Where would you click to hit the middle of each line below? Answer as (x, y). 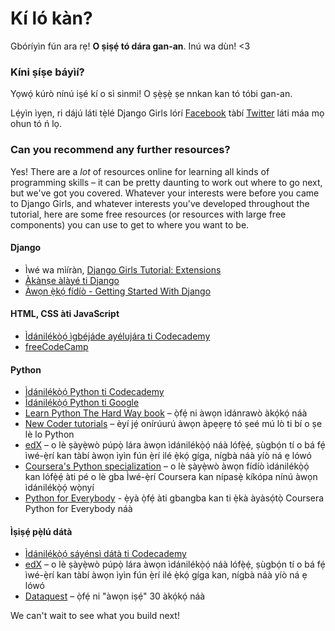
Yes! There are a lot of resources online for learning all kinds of (140, 171)
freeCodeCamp (56, 346)
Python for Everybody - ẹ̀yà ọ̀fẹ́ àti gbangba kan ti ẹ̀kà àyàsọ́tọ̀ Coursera (174, 498)
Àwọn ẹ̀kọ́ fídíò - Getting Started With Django (118, 291)
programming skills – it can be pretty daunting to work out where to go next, (166, 182)
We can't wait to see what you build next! (95, 616)
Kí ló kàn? (51, 18)
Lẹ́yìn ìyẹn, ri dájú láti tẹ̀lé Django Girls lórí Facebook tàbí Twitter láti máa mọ (167, 113)
